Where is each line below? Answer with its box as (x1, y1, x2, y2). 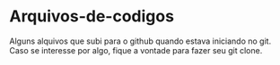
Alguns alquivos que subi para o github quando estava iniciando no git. (9, 36, 272, 46)
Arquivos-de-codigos (9, 6, 175, 27)
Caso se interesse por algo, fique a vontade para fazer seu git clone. (9, 45, 263, 55)
